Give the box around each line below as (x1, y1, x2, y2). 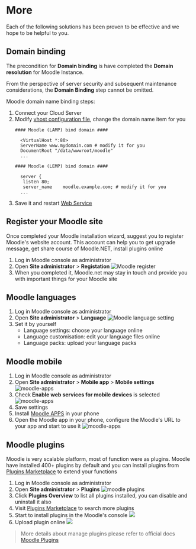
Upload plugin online (14, 519, 66, 525)
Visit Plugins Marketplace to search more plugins (14, 505, 134, 512)
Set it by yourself (14, 321, 57, 328)
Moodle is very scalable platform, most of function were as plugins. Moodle (6, 456, 191, 462)
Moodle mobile (6, 356, 62, 367)
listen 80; (23, 179, 50, 185)
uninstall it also (14, 498, 52, 505)
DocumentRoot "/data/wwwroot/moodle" (20, 147, 114, 154)
